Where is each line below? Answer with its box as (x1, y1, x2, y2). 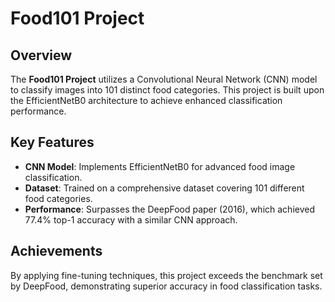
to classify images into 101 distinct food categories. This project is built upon (10, 84, 325, 96)
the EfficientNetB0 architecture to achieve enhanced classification (10, 95, 283, 106)
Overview (10, 47, 73, 64)
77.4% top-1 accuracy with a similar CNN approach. (24, 213, 238, 226)
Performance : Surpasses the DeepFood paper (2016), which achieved (24, 203, 315, 215)
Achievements (10, 243, 103, 260)
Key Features (10, 134, 95, 151)
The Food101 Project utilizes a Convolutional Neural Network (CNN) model (10, 73, 318, 85)
